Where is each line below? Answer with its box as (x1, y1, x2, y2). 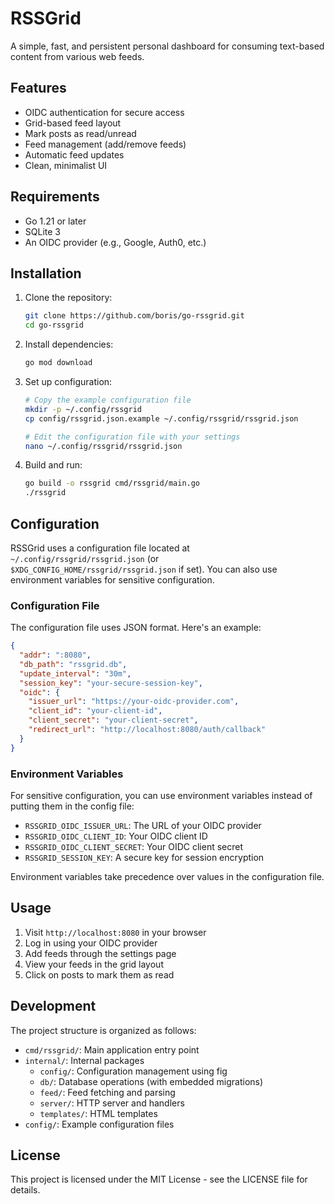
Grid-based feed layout (24, 117, 122, 129)
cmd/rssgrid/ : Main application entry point (24, 1043, 200, 1056)
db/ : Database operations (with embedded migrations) (39, 1075, 264, 1087)
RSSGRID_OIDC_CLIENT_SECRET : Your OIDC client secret (24, 841, 244, 853)
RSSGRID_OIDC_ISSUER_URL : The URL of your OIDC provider (24, 820, 262, 832)
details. (10, 1184, 41, 1196)
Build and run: (24, 459, 83, 471)
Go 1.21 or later (24, 215, 87, 227)
